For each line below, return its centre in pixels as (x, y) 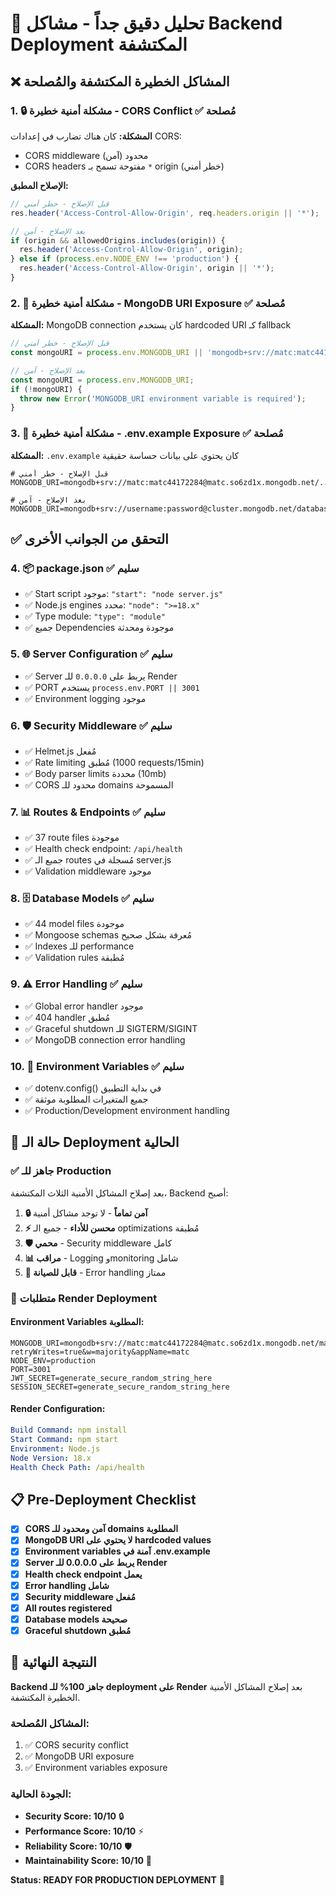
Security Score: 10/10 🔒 (74, 1816)
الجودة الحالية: (41, 1794)
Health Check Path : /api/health (77, 1467)
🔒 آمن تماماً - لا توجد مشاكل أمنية (86, 1213)
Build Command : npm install (69, 1430)
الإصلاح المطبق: (39, 185)
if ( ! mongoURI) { (46, 389)
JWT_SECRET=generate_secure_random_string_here (111, 1378)
